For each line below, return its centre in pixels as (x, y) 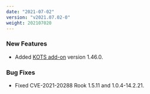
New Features (27, 44)
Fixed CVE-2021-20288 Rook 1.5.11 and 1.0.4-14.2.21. (79, 85)
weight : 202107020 (29, 23)
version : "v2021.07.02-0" (38, 17)
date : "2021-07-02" (30, 12)
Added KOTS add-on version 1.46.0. (59, 57)
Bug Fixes (21, 72)
